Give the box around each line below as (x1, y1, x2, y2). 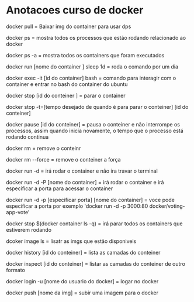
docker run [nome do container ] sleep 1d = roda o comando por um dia (6, 63, 179, 70)
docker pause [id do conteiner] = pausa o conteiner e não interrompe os (6, 121, 180, 128)
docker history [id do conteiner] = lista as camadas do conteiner (6, 249, 161, 256)
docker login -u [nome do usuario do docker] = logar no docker (6, 277, 159, 284)
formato (6, 266, 25, 273)
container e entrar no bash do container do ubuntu (6, 80, 128, 88)
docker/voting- (149, 203, 185, 210)
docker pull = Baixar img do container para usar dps (6, 23, 131, 30)
